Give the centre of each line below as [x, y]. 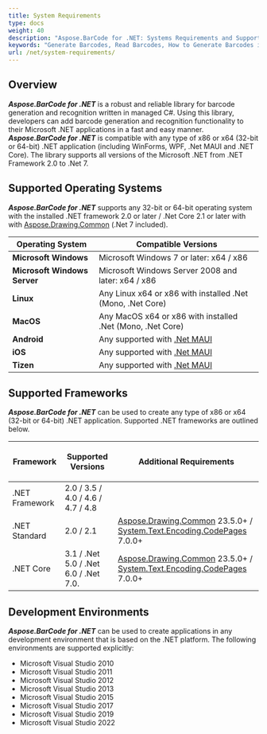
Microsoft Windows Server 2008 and [168, 270]
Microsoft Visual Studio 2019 [67, 714]
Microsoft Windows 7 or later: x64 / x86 [173, 257]
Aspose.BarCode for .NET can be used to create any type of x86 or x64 [127, 412]
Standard [29, 536]
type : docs [26, 23]
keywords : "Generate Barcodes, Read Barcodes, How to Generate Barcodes [131, 45]
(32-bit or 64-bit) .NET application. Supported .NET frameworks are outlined [133, 421]
